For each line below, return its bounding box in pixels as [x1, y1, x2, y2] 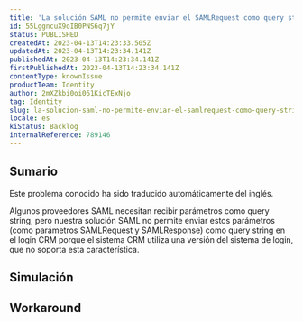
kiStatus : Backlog [9, 123, 78, 132]
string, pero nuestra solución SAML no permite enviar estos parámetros [9, 215, 275, 225]
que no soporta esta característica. [9, 244, 140, 254]
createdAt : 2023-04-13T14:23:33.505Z [9, 38, 151, 48]
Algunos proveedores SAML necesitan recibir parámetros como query [9, 205, 270, 216]
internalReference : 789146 [9, 131, 111, 140]
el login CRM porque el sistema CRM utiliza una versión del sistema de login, [9, 234, 294, 244]
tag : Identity [9, 97, 63, 106]
